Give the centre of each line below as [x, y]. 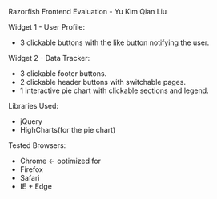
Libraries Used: [33, 106]
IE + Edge [36, 186]
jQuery [31, 121]
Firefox [32, 169]
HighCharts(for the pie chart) [68, 130]
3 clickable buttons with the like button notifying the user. [115, 42]
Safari [30, 178]
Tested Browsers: [37, 145]
